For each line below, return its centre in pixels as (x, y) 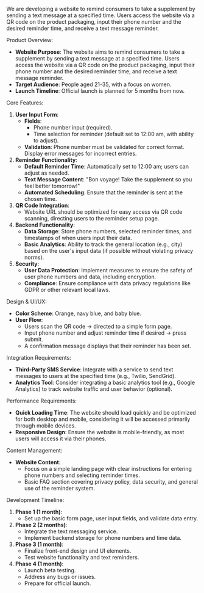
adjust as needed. (47, 173)
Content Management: (34, 450)
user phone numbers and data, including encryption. (90, 277)
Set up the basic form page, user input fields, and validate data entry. (111, 518)
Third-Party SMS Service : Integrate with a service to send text (94, 369)
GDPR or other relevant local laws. (67, 290)
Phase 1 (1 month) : (39, 512)
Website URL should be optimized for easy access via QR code (103, 212)
